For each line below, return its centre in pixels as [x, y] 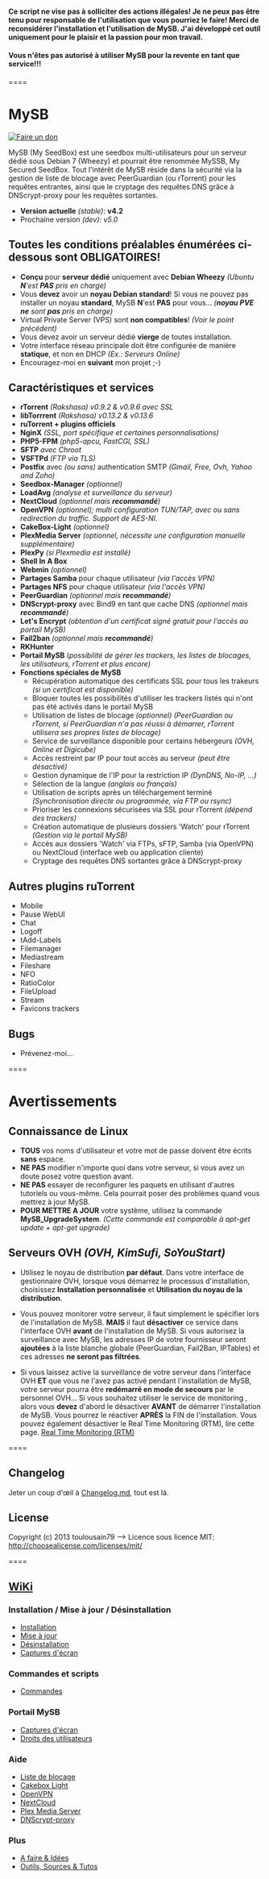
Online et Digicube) [64, 750]
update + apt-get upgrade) [65, 1227]
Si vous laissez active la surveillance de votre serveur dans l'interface [135, 1372]
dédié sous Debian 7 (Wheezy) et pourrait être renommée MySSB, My [124, 160]
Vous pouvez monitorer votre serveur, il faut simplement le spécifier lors [140, 1313]
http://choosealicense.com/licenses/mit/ [75, 1546]
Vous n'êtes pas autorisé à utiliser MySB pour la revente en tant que [124, 56]
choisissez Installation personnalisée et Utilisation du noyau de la [131, 1289]
